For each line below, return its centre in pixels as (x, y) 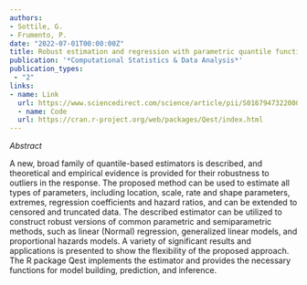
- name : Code (42, 111)
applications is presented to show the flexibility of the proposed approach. (149, 251)
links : (22, 86)
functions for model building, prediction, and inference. (113, 270)
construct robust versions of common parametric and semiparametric (141, 222)
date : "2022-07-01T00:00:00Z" (67, 43)
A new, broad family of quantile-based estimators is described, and (136, 164)
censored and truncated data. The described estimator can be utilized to (146, 212)
